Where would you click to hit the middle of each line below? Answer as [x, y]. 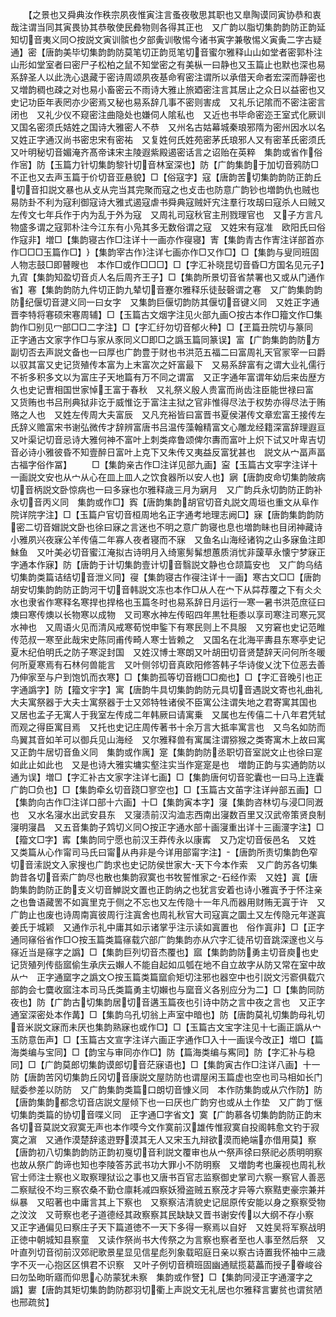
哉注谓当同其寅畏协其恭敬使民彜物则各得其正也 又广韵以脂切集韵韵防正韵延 [168, 27]
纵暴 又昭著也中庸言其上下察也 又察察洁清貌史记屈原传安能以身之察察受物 [168, 1202]
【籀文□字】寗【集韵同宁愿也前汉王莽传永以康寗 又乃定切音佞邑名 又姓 [163, 839]
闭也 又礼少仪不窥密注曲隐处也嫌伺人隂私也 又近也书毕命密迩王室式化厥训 [168, 114]
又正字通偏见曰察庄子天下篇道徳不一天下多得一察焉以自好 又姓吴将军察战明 [168, 1227]
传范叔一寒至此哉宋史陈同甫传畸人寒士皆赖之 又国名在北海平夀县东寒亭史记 [168, 639]
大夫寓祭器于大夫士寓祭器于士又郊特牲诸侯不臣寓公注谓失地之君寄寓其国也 [163, 702]
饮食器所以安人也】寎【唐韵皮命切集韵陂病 [237, 477]
